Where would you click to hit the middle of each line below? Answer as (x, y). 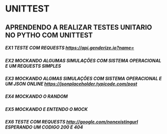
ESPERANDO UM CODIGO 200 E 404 (44, 127)
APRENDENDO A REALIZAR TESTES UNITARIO (78, 27)
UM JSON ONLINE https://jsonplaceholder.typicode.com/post (71, 84)
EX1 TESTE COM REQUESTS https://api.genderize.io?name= (70, 48)
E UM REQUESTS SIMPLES (33, 66)
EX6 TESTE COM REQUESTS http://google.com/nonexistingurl (72, 122)
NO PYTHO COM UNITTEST (49, 35)
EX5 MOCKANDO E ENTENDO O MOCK (46, 109)
